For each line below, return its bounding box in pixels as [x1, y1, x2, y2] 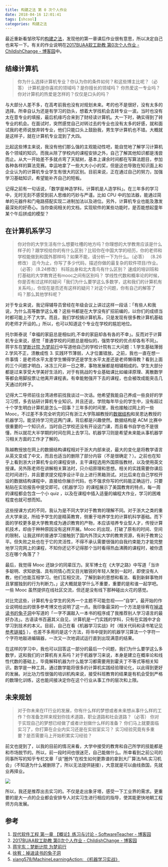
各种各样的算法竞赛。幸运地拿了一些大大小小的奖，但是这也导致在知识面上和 [5, 162, 163, 168]
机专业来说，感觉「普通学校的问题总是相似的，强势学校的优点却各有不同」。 [5, 337, 161, 343]
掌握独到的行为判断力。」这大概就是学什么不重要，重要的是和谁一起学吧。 [9, 580, 161, 586]
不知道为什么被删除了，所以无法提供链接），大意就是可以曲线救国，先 [15, 762, 158, 768]
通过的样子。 [9, 381, 36, 387]
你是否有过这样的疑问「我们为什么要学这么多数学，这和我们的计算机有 [17, 279, 162, 285]
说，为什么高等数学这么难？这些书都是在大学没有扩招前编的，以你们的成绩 [5, 308, 158, 314]
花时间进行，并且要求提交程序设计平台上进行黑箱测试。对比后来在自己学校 [5, 472, 158, 478]
